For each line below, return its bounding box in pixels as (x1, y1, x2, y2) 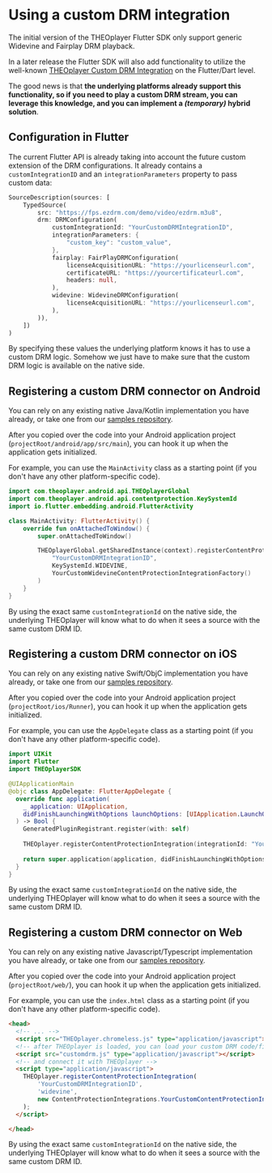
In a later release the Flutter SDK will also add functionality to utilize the (8, 57, 246, 66)
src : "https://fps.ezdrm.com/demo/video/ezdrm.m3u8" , (37, 208, 223, 216)
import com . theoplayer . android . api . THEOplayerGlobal (8, 488, 190, 496)
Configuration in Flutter (8, 130, 130, 144)
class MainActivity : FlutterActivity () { (8, 517, 151, 525)
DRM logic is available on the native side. (8, 360, 146, 370)
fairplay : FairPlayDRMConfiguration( (51, 254, 180, 262)
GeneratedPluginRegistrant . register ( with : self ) (23, 825, 190, 834)
